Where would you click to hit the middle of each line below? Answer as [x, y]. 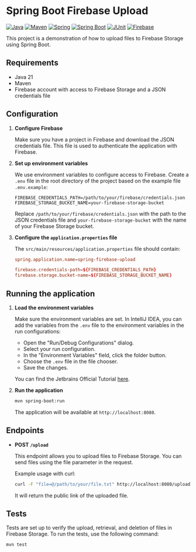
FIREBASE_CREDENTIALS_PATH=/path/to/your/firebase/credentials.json [100, 198]
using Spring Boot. [28, 44]
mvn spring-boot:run [39, 401]
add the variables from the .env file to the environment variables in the [99, 325]
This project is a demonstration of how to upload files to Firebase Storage [95, 38]
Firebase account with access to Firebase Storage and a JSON [90, 89]
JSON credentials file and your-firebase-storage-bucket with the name [100, 220]
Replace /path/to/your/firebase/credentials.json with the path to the [100, 213]
